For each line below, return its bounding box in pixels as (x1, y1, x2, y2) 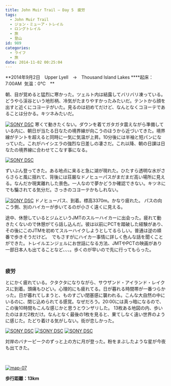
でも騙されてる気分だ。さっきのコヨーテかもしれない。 (5, 187, 121, 193)
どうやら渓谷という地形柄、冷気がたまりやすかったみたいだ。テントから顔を (5, 98, 166, 104)
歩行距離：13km (5, 375, 39, 381)
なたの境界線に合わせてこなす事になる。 (5, 147, 90, 153)
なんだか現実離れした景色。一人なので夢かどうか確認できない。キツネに (14, 181, 166, 187)
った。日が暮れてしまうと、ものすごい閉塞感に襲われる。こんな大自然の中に (5, 292, 165, 298)
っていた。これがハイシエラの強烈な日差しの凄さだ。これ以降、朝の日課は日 (5, 141, 165, 147)
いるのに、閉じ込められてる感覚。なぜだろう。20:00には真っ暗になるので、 (5, 299, 164, 305)
